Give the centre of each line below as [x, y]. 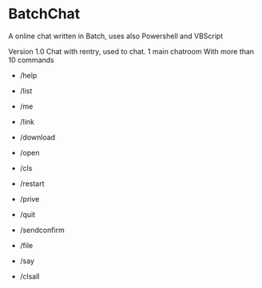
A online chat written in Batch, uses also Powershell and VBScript [116, 36]
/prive [30, 199]
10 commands [31, 60]
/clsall [30, 276]
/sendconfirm [42, 230]
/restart [32, 183]
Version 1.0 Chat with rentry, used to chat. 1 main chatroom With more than [131, 51]
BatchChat [44, 14]
